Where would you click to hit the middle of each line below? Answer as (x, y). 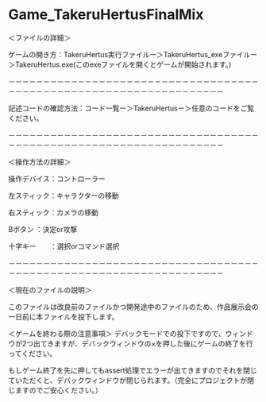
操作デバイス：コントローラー (57, 178)
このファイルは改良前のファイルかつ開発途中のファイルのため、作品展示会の (133, 307)
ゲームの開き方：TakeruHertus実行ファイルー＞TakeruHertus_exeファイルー (133, 54)
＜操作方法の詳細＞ (40, 161)
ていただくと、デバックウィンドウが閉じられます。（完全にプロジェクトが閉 (131, 380)
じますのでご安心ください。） (55, 390)
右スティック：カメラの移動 (54, 212)
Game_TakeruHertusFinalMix (106, 15)
